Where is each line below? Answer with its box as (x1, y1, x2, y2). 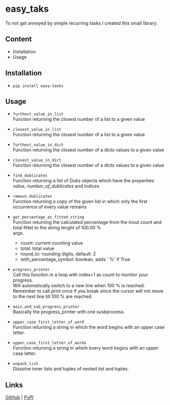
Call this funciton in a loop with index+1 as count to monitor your (12, 272, 148, 278)
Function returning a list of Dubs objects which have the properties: (12, 178, 155, 184)
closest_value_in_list (12, 127, 61, 132)
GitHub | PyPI (5, 394, 34, 400)
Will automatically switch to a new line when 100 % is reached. (12, 283, 145, 289)
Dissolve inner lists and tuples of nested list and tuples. (12, 366, 130, 372)
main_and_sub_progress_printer (12, 304, 80, 310)
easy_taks (5, 3, 49, 15)
